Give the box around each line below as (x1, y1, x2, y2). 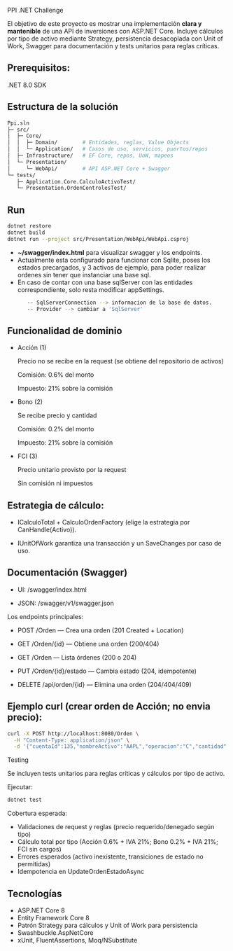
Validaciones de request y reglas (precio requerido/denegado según (17, 823, 215, 831)
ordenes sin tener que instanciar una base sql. (17, 270, 151, 279)
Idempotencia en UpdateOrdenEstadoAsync (17, 868, 145, 876)
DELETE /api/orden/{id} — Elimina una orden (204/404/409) (17, 680, 192, 688)
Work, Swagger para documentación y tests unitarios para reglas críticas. (7, 42, 220, 50)
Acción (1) (17, 343, 47, 352)
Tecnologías (7, 887, 62, 899)
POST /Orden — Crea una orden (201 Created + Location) (17, 626, 184, 634)
